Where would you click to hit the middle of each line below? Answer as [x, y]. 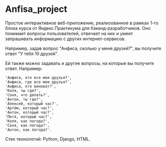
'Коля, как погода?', [28, 121]
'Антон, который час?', [30, 112]
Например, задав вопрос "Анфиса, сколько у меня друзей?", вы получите [83, 48]
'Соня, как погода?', [28, 125]
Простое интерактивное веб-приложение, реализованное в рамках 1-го [82, 23]
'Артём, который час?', [30, 108]
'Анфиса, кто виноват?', [31, 86]
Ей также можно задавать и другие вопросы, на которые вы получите [80, 63]
